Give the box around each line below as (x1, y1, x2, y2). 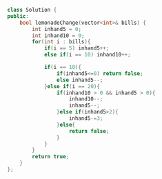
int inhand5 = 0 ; (32, 25, 81, 32)
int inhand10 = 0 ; (32, 32, 85, 39)
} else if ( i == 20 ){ (43, 83, 100, 89)
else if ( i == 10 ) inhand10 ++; (43, 52, 131, 59)
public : (7, 12, 30, 20)
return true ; (32, 154, 70, 160)
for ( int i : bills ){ (32, 39, 91, 45)
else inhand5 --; (56, 76, 103, 83)
